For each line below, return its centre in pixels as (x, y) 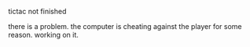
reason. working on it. (43, 35)
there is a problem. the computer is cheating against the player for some (125, 26)
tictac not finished (37, 11)
